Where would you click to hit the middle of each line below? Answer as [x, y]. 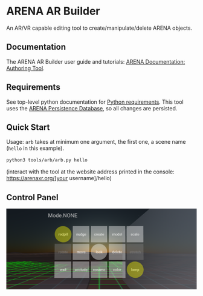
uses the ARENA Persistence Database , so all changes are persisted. [92, 108]
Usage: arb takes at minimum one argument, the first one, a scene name [96, 142]
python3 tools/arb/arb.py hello [47, 160]
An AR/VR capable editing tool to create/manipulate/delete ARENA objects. [99, 28]
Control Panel [32, 197]
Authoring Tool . [25, 68]
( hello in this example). [35, 148]
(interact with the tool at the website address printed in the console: [91, 172]
